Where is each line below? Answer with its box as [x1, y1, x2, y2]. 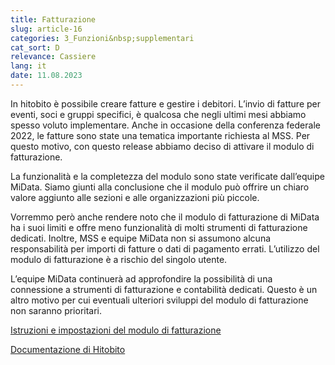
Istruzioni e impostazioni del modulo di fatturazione [10, 324, 222, 336]
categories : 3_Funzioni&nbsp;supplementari [10, 33, 195, 43]
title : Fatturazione [10, 14, 97, 25]
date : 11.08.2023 [10, 71, 83, 81]
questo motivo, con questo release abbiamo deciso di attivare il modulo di [10, 140, 315, 152]
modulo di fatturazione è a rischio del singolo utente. [10, 253, 228, 265]
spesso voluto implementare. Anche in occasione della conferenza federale [10, 119, 321, 131]
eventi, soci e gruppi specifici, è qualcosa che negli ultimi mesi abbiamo [10, 108, 307, 120]
